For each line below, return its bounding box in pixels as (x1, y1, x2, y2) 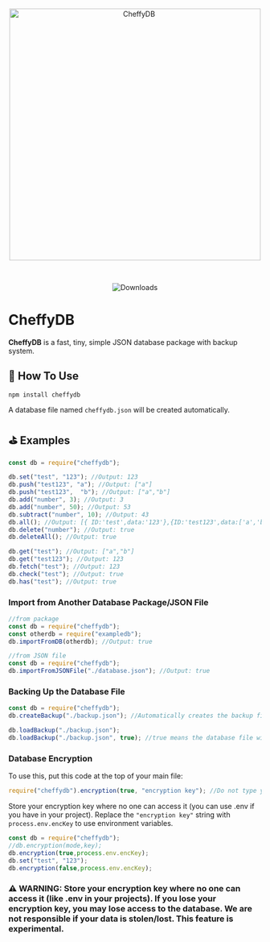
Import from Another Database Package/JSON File (8, 596, 209, 608)
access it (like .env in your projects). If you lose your (8, 893, 217, 904)
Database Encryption (8, 753, 93, 764)
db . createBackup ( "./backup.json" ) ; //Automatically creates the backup (8, 712, 253, 720)
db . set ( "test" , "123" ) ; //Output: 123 (8, 473, 138, 481)
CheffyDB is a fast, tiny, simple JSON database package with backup (8, 337, 239, 347)
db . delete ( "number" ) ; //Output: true (8, 525, 135, 533)
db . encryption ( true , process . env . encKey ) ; (8, 849, 149, 857)
